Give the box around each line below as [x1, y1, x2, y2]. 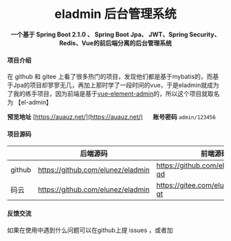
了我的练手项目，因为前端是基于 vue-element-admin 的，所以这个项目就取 [7, 90, 214, 98]
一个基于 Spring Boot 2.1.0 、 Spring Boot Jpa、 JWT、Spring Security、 [10, 30, 221, 38]
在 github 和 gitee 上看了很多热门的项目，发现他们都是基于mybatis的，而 [7, 73, 213, 81]
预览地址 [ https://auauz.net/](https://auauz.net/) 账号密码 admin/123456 [7, 113, 217, 121]
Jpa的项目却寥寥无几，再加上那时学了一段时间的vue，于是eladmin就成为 [12, 81, 219, 89]
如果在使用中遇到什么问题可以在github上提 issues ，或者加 [7, 226, 173, 234]
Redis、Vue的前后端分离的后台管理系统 [59, 38, 172, 47]
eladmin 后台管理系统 [54, 6, 177, 22]
